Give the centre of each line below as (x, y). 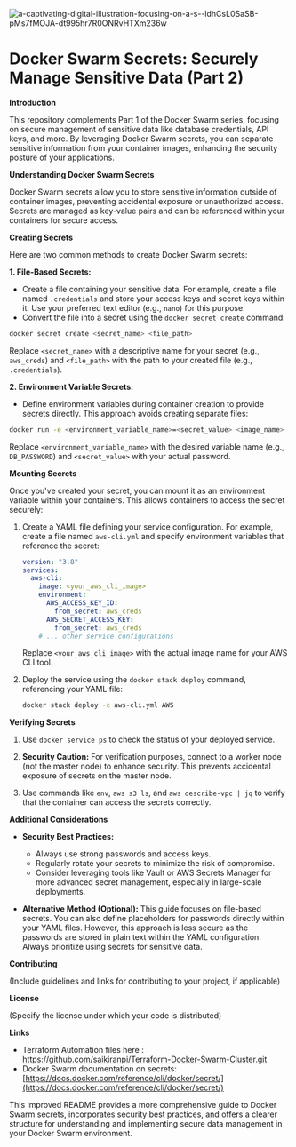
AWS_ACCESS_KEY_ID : (82, 603)
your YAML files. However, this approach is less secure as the (135, 928)
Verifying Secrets (42, 722)
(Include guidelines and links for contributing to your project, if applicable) (145, 981)
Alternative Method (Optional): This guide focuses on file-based (142, 909)
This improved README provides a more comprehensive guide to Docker (143, 1105)
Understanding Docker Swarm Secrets (82, 174)
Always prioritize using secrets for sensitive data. (112, 947)
